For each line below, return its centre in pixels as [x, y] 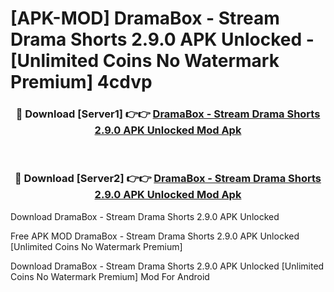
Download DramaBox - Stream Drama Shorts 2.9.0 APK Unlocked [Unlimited [167, 266]
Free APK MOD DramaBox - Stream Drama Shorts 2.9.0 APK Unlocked [155, 236]
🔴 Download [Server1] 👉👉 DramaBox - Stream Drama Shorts [168, 114]
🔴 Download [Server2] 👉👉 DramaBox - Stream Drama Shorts [168, 179]
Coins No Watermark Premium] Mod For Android [110, 276]
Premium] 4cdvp [81, 82]
